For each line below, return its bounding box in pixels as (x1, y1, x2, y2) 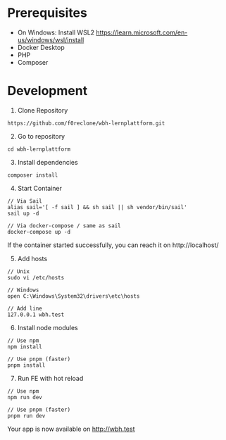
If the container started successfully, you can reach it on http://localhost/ (7, 241, 220, 249)
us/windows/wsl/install (17, 35, 84, 44)
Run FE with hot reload (17, 374, 84, 382)
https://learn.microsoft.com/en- (96, 28, 188, 37)
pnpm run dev (7, 412, 46, 420)
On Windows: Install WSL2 (17, 28, 95, 37)
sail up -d (7, 210, 39, 217)
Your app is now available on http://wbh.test (7, 425, 135, 433)
